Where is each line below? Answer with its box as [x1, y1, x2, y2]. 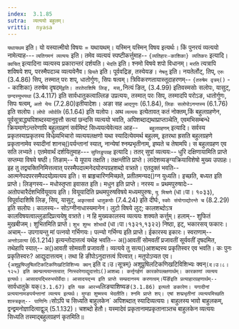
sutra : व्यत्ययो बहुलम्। [7, 17, 65, 24]
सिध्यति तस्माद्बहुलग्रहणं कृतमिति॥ [7, 313, 84, 321]
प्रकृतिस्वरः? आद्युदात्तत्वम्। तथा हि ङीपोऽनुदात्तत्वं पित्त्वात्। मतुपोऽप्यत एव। [7, 252, 173, 260]
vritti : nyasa [7, 24, 53, 31]
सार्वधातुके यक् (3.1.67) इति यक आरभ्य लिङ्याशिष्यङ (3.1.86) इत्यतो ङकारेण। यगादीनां [7, 283, 210, 291]
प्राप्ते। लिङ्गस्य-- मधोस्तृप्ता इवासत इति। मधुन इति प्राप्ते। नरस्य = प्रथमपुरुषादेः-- [7, 180, 193, 188]
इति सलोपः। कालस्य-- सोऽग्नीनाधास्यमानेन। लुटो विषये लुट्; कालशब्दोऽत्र [7, 204, 173, 213]
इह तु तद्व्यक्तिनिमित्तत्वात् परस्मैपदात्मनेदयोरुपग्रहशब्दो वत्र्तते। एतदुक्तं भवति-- [7, 163, 180, 172]
